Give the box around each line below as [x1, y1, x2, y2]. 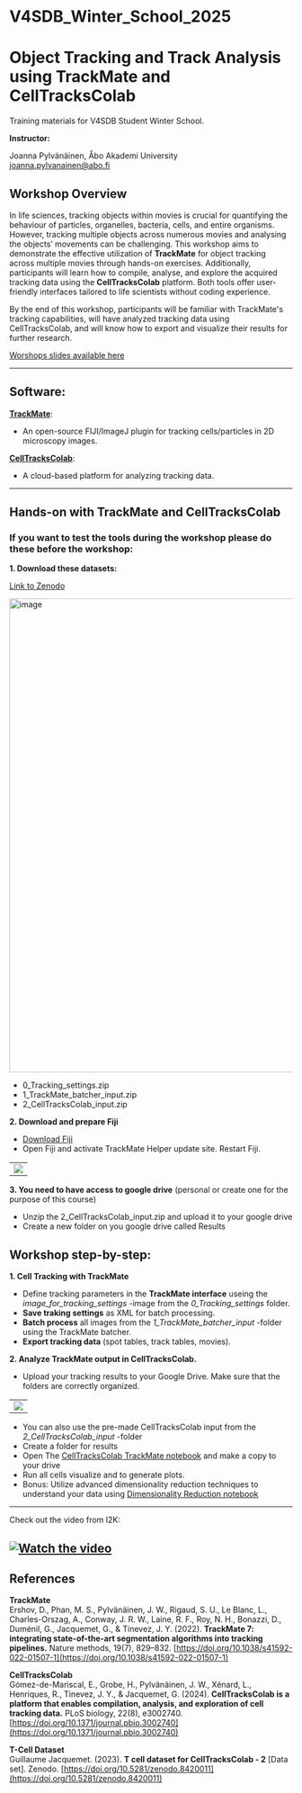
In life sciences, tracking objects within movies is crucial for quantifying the [9, 210, 289, 220]
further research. [9, 332, 73, 343]
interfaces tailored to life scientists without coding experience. [40, 286, 271, 297]
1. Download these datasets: [9, 563, 118, 574]
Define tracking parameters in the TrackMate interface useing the [22, 1288, 268, 1299]
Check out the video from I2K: [9, 1514, 121, 1526]
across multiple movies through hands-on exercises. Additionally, [9, 257, 252, 268]
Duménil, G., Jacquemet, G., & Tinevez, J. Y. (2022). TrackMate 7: [9, 1624, 254, 1635]
